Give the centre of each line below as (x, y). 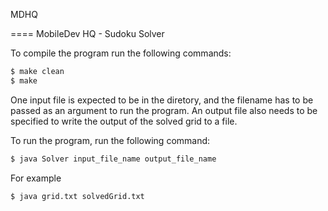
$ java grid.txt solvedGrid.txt (77, 196)
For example (36, 178)
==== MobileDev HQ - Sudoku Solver (87, 33)
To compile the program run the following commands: (121, 53)
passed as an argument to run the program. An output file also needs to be (164, 110)
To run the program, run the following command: (110, 140)
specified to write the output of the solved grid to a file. (124, 121)
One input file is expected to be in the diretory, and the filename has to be (162, 100)
